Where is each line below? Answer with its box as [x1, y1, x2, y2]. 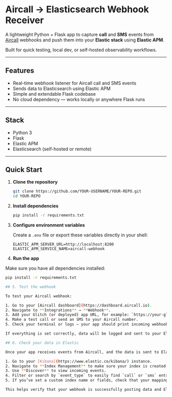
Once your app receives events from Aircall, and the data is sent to [5, 349, 159, 355]
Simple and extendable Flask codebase [12, 91, 96, 97]
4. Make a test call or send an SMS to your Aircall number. [5, 317, 139, 322]
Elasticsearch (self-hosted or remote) [12, 146, 92, 152]
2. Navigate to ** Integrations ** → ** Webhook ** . [5, 307, 111, 313]
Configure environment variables [12, 222, 85, 228]
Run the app [12, 255, 39, 261]
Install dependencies [12, 203, 59, 209]
